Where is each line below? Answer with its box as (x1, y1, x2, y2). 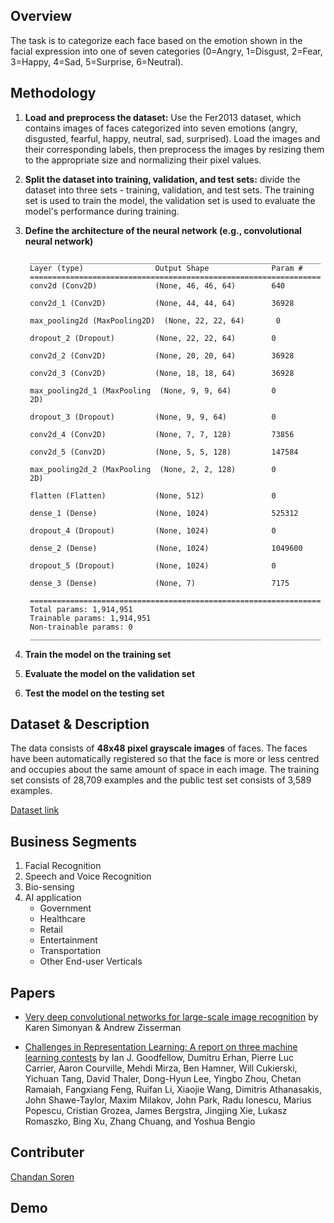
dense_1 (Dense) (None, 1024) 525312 (29, 508, 299, 518)
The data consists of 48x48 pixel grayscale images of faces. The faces (10, 742, 308, 754)
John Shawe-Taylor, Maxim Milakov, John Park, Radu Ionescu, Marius (24, 1094, 312, 1106)
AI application (24, 892, 82, 904)
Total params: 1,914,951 (29, 604, 133, 614)
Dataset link (10, 804, 60, 816)
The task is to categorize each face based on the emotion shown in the (10, 34, 303, 46)
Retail (39, 924, 63, 936)
